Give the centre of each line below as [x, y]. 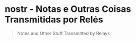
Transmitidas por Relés [54, 20]
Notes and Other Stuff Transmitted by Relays [63, 33]
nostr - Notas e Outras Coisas [68, 9]
